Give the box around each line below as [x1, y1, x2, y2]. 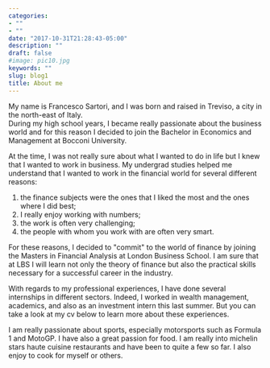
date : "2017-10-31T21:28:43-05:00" [8, 34, 128, 43]
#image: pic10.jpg [8, 57, 70, 65]
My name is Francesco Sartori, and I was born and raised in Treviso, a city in [8, 101, 262, 111]
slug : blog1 [8, 72, 48, 80]
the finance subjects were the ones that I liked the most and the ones [19, 192, 250, 202]
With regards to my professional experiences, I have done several [8, 283, 226, 293]
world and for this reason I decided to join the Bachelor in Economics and [8, 126, 252, 137]
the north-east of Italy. [8, 110, 83, 119]
